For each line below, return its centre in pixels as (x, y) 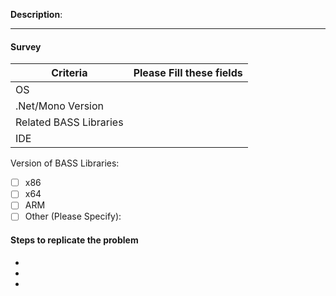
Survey (26, 46)
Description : (36, 14)
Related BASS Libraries (69, 122)
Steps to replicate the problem (74, 240)
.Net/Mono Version (60, 106)
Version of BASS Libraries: (65, 163)
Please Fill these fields (188, 73)
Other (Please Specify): (73, 216)
